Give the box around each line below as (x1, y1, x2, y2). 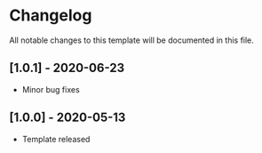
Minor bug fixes (21, 84, 80, 94)
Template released (21, 133, 91, 144)
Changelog (9, 5, 92, 26)
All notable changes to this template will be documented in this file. (9, 35, 255, 45)
